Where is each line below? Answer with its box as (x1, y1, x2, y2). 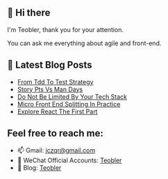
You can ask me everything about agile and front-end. (7, 39, 162, 47)
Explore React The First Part (17, 107, 98, 116)
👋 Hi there (7, 7, 51, 19)
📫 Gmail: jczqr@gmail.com (17, 146, 96, 155)
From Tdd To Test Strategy (17, 77, 94, 86)
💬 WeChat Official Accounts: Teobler (17, 156, 122, 164)
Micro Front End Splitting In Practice (17, 100, 121, 108)
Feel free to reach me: (7, 127, 104, 139)
